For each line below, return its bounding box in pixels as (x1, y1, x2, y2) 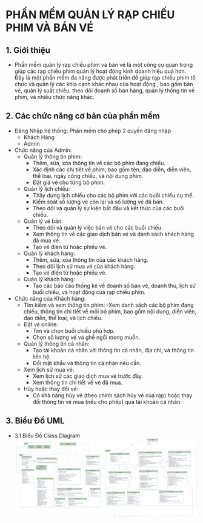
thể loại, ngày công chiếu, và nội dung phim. (32, 172, 144, 179)
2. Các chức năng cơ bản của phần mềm (5, 111, 160, 121)
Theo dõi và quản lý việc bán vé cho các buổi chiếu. (32, 224, 163, 231)
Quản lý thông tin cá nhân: (23, 340, 90, 347)
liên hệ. (32, 353, 52, 360)
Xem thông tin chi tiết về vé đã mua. (32, 378, 122, 386)
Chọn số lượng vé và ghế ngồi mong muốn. (32, 333, 141, 341)
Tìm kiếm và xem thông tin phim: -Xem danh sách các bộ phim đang (23, 301, 195, 309)
